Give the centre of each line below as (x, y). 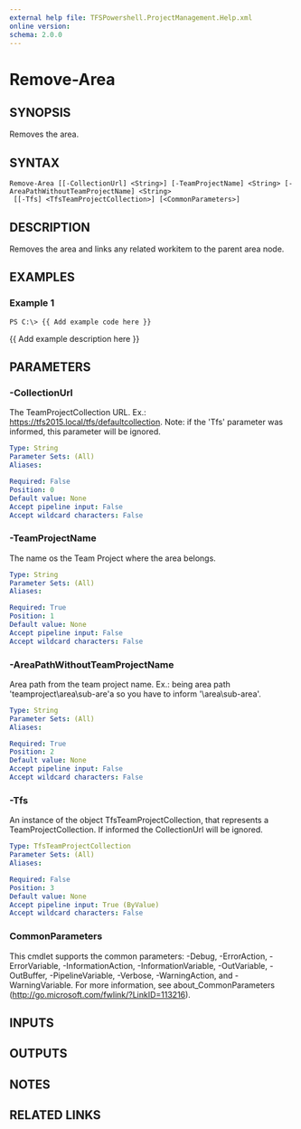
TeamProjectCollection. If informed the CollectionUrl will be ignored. (136, 830)
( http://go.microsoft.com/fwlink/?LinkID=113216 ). (100, 994)
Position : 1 (32, 616)
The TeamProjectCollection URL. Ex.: (78, 413)
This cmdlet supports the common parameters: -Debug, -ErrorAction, (139, 956)
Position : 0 (32, 489)
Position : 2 (32, 752)
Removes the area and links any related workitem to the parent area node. (147, 249)
